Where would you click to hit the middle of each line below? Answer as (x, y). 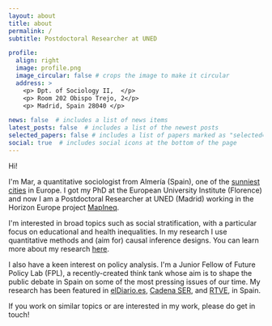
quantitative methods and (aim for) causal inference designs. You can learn (134, 240)
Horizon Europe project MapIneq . (64, 207)
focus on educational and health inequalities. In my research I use (118, 231)
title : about (30, 23)
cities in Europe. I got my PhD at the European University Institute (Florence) (136, 190)
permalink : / (30, 31)
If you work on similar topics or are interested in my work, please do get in (132, 306)
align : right (38, 61)
